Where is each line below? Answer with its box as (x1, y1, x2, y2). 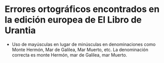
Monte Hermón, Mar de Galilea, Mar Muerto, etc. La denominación (11, 46, 149, 52)
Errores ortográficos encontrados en (4, 3, 160, 15)
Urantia (4, 25, 36, 36)
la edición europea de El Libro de (4, 14, 142, 25)
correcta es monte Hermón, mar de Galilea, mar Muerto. (11, 51, 128, 58)
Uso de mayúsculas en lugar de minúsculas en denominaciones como (11, 41, 156, 47)
